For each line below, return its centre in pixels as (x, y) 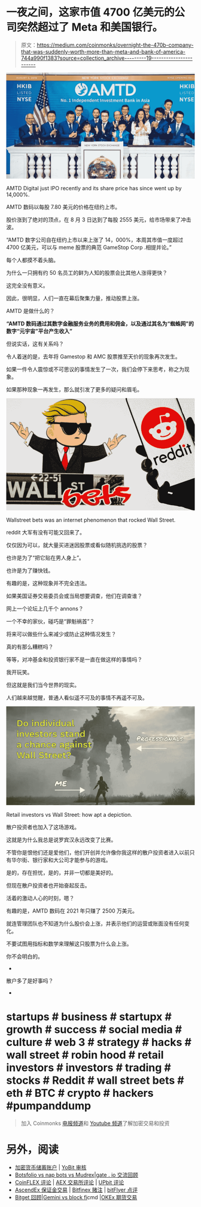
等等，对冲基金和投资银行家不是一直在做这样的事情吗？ (74, 659)
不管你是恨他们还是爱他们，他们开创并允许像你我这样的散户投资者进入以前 (98, 852)
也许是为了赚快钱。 (30, 570)
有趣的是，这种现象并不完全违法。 (48, 583)
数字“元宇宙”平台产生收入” (39, 331)
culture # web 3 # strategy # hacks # (99, 1042)
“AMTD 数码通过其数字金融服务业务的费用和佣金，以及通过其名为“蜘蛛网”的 (100, 324)
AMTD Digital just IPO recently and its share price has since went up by (94, 189)
